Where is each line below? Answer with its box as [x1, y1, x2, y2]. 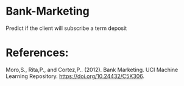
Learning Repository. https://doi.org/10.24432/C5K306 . [5, 72, 144, 80]
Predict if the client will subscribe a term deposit [5, 24, 127, 32]
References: [5, 46, 69, 60]
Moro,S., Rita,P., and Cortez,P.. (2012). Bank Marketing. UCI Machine [5, 66, 179, 73]
